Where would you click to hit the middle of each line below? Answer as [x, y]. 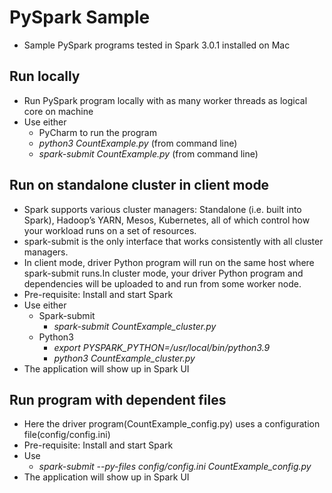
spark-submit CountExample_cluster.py [135, 326]
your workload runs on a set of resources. [110, 230]
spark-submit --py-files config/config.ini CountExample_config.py [175, 467]
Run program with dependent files [118, 399]
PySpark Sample [80, 17]
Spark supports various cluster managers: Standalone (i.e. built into [162, 209]
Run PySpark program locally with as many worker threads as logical [165, 100]
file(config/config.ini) [67, 435]
